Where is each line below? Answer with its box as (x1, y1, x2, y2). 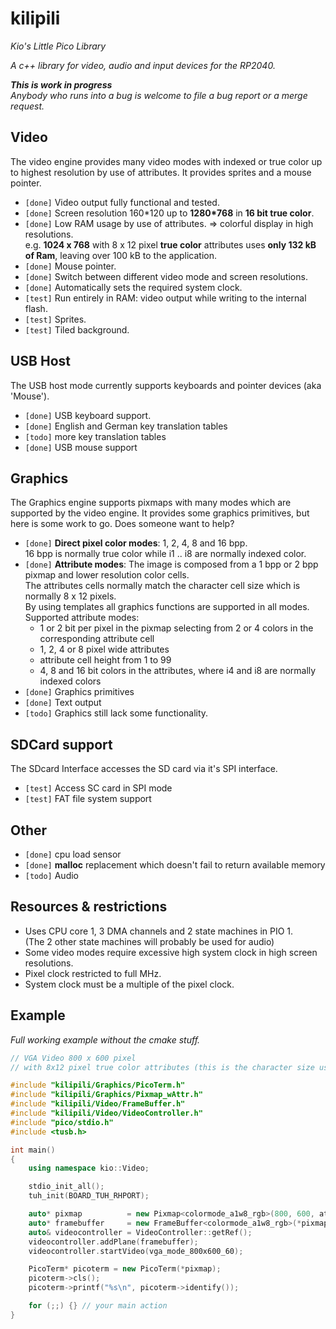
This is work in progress (10, 78, 113, 91)
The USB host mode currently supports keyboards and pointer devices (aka (10, 379, 322, 391)
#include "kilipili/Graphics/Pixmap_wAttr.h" (10, 1090, 203, 1100)
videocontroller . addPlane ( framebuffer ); (28, 1237, 199, 1247)
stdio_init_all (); (28, 1182, 105, 1192)
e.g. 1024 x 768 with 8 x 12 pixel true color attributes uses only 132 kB (24, 238, 317, 251)
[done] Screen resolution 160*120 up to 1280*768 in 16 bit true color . (24, 207, 315, 219)
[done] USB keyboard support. (24, 409, 152, 421)
